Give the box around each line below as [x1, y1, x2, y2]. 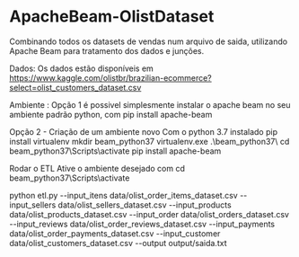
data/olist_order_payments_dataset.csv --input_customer [9, 227, 221, 239]
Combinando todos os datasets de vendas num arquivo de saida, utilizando [9, 36, 288, 47]
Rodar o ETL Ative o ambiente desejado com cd [9, 163, 186, 173]
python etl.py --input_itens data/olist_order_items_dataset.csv [9, 190, 238, 200]
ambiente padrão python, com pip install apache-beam [9, 109, 213, 120]
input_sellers [9, 199, 57, 210]
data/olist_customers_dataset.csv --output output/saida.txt [9, 237, 227, 248]
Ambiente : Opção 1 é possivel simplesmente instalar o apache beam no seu [9, 99, 291, 110]
